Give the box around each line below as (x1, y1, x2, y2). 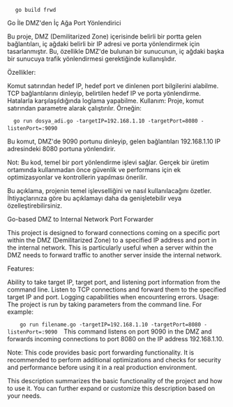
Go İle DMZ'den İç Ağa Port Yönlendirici (7, 19, 121, 27)
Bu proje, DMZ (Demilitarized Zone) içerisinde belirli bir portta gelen (7, 32, 202, 41)
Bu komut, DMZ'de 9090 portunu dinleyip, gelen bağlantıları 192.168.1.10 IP (7, 137, 221, 145)
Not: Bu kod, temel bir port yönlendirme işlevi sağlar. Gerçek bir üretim (7, 158, 209, 166)
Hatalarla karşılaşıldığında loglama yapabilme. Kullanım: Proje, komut (7, 97, 204, 105)
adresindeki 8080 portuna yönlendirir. (7, 145, 116, 152)
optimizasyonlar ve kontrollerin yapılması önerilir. (7, 173, 148, 181)
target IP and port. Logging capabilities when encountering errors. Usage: (7, 293, 220, 301)
